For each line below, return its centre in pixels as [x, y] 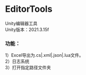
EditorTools [29, 9]
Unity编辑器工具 [21, 23]
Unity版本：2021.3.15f [27, 29]
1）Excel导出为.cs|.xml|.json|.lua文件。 [44, 55]
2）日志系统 [17, 61]
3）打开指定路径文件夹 [28, 68]
